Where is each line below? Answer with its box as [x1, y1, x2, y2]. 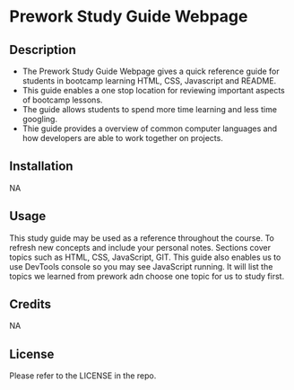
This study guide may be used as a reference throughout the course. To [9, 232, 275, 244]
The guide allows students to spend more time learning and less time [22, 104, 278, 114]
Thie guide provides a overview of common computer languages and [22, 123, 278, 134]
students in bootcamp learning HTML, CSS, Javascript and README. [22, 75, 277, 86]
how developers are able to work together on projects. [22, 133, 224, 143]
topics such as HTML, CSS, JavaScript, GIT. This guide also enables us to [9, 252, 281, 262]
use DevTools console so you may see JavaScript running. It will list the [9, 261, 273, 271]
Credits [9, 297, 52, 312]
